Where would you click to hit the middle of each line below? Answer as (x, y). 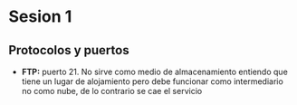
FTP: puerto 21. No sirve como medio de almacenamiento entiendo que (155, 72)
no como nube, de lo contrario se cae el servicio (112, 91)
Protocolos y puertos (69, 50)
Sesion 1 (40, 17)
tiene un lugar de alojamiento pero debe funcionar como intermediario (153, 81)
